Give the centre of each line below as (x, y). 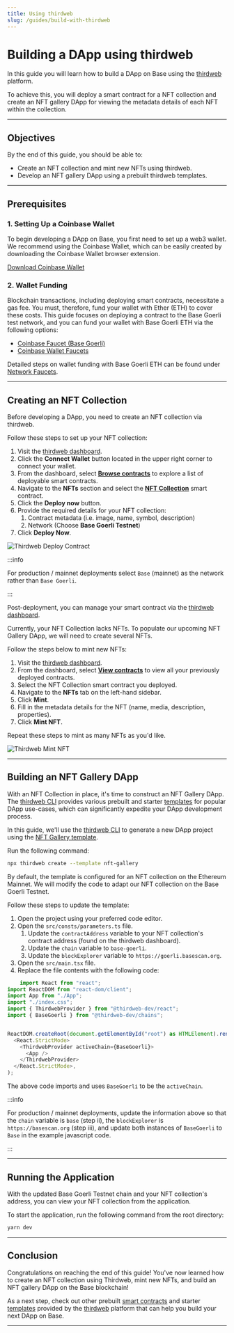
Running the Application (61, 1177)
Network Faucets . (33, 372)
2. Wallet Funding (37, 285)
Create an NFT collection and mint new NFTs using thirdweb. (105, 168)
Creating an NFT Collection (67, 400)
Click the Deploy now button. (60, 503)
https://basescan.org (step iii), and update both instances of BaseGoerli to (115, 1128)
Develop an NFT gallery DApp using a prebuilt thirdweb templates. (112, 175)
